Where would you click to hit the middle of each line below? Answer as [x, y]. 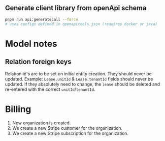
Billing [18, 109]
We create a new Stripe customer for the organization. [67, 128]
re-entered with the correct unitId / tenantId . [50, 89]
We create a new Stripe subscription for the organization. [70, 133]
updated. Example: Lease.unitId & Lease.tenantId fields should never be [79, 79]
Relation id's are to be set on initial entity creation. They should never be [78, 74]
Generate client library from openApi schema [76, 8]
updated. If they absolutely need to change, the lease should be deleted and [82, 84]
